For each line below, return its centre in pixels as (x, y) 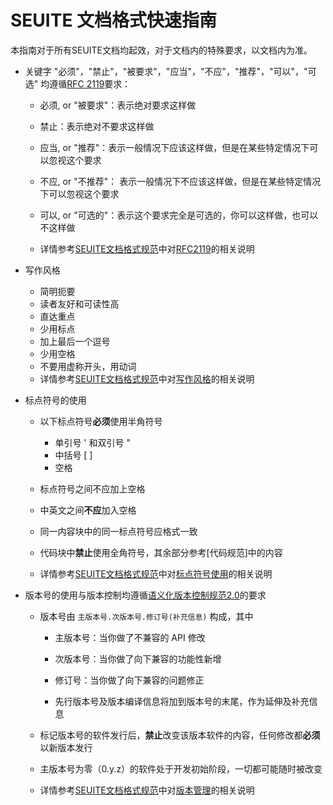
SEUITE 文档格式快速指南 (114, 20)
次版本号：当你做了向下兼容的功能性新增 (138, 658)
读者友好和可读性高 (79, 303)
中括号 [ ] (73, 455)
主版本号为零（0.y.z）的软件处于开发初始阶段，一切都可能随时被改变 (181, 768)
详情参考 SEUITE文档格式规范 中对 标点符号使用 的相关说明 (156, 573)
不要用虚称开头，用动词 (88, 366)
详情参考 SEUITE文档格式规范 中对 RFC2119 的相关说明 (147, 248)
